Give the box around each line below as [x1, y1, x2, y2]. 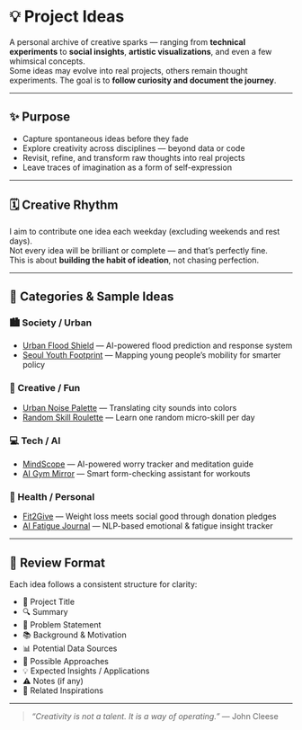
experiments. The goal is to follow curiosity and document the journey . [9, 75, 277, 85]
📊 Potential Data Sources [22, 643, 118, 654]
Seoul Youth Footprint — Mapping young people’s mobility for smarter [22, 350, 281, 361]
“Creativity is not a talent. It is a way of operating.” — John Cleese [31, 710, 279, 721]
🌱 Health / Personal [9, 490, 95, 503]
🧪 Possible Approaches [22, 655, 110, 666]
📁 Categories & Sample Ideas [9, 289, 174, 304]
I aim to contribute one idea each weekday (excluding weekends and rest [9, 226, 280, 236]
